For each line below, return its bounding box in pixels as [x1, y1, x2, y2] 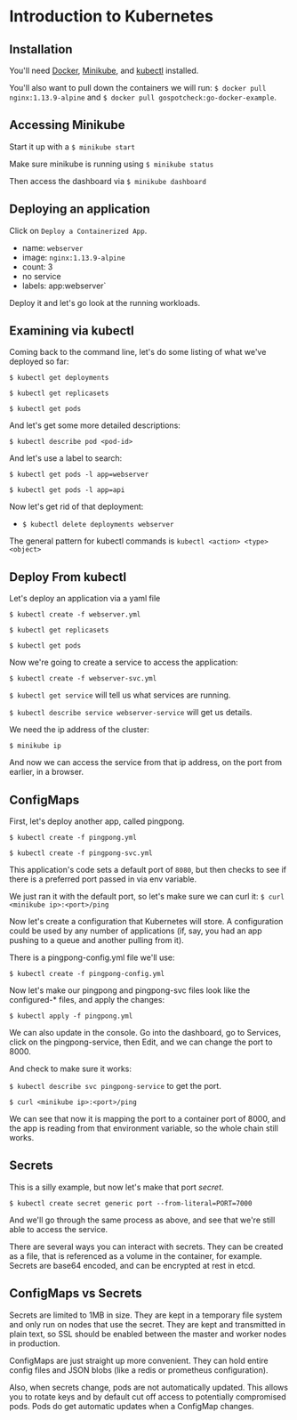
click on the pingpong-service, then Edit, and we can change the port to [9, 1037, 273, 1047]
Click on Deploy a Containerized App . [9, 225, 148, 236]
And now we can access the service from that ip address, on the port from [9, 757, 283, 768]
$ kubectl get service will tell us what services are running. [9, 690, 231, 700]
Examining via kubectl [9, 323, 135, 339]
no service [21, 270, 61, 281]
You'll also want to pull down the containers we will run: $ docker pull [9, 83, 267, 93]
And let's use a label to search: [9, 453, 123, 464]
